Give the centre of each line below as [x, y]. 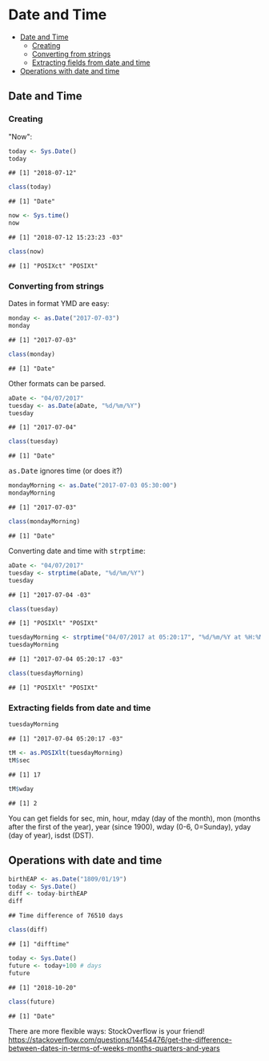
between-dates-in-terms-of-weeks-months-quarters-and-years [114, 1048]
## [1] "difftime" [39, 944]
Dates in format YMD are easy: [59, 304]
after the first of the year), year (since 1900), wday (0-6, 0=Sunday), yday [130, 826]
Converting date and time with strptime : [77, 551]
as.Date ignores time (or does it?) [65, 471]
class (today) [30, 187]
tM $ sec [19, 760]
